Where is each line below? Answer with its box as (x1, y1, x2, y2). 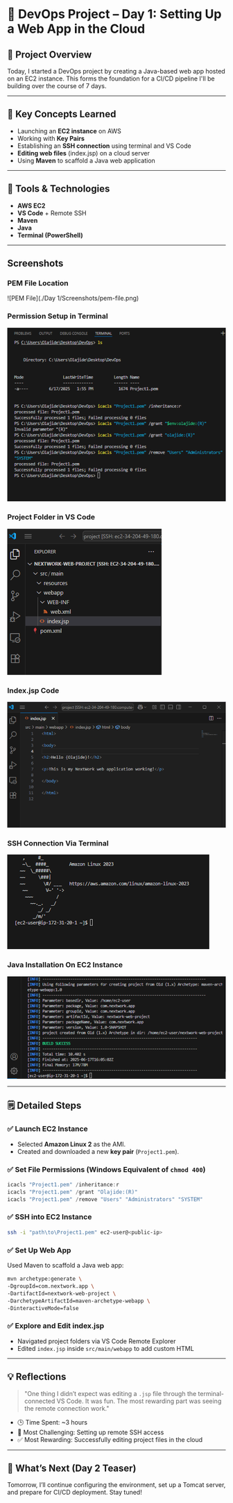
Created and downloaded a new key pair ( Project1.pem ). (17, 1147, 180, 1155)
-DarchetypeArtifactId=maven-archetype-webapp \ (7, 1298, 150, 1304)
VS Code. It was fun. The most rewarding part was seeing (56, 1397, 222, 1405)
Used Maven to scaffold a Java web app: (7, 1261, 124, 1270)
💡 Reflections (7, 1371, 67, 1383)
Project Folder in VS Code (7, 512, 96, 522)
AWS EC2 (17, 201, 46, 210)
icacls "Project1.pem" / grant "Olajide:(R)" (7, 1189, 138, 1195)
